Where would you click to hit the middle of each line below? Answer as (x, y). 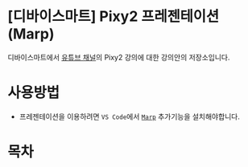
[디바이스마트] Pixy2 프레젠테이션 (113, 16)
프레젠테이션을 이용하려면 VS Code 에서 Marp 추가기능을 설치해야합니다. (130, 116)
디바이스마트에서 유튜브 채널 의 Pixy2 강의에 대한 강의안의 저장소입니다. (119, 57)
